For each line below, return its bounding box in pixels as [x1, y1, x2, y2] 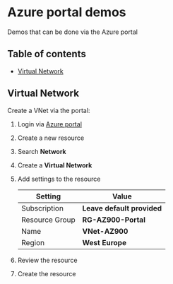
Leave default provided [82, 203, 162, 213]
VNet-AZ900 [82, 226, 129, 236]
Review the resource [17, 256, 78, 264]
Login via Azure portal [17, 119, 83, 128]
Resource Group [20, 215, 76, 225]
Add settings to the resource [17, 174, 101, 183]
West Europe [82, 237, 127, 247]
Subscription [20, 203, 64, 213]
